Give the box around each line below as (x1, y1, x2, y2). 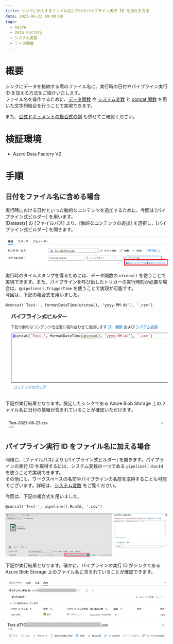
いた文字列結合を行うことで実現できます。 (5, 102, 95, 109)
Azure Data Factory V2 (12, 151, 62, 157)
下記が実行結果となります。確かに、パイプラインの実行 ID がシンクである (5, 562, 161, 568)
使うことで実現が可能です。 (77, 285, 136, 291)
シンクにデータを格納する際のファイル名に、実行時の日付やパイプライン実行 (5, 83, 168, 90)
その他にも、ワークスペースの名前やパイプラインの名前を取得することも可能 (5, 476, 167, 482)
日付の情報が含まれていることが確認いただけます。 (27, 407, 136, 413)
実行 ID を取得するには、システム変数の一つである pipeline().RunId (19, 463, 163, 469)
